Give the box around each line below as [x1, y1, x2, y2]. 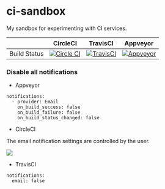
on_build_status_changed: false [17, 115, 100, 121]
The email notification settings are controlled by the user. [6, 138, 150, 145]
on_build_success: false [17, 104, 81, 111]
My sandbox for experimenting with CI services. [6, 24, 127, 32]
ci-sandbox [6, 4, 66, 18]
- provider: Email [12, 99, 59, 105]
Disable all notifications [6, 67, 78, 76]
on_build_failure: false [17, 109, 81, 116]
